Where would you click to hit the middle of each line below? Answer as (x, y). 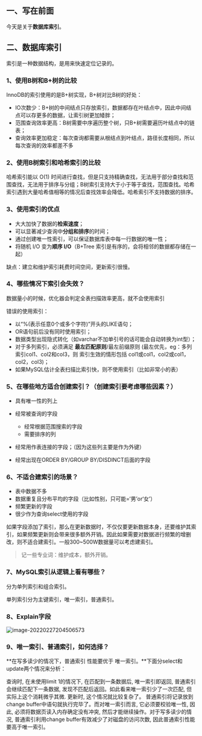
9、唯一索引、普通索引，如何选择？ (58, 646)
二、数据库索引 (34, 48)
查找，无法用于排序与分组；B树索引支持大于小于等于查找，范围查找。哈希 (103, 185)
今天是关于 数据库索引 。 (35, 27)
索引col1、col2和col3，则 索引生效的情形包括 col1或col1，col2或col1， (102, 354)
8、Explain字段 (29, 616)
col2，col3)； (32, 361)
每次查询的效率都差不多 (44, 145)
